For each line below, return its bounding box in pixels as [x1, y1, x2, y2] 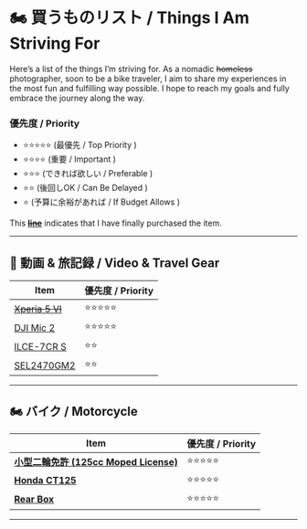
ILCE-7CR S [14, 340, 67, 353]
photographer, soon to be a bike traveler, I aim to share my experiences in [9, 73, 287, 84]
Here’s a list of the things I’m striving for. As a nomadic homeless [9, 63, 253, 74]
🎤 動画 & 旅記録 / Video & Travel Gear [9, 255, 220, 270]
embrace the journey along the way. [9, 92, 145, 103]
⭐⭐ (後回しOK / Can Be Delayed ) [22, 183, 148, 194]
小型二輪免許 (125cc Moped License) [14, 456, 178, 469]
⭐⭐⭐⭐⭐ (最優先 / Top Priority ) [22, 140, 137, 151]
